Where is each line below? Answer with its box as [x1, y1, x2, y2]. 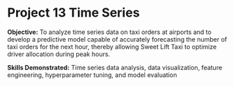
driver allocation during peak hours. [7, 50, 111, 58]
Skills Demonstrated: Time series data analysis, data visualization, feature [7, 63, 223, 71]
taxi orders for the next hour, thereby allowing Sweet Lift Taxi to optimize [7, 42, 217, 51]
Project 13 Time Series [7, 5, 140, 21]
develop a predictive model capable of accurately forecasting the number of [7, 35, 228, 43]
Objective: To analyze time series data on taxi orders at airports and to [7, 28, 212, 36]
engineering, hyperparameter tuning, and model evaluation [7, 71, 177, 79]
